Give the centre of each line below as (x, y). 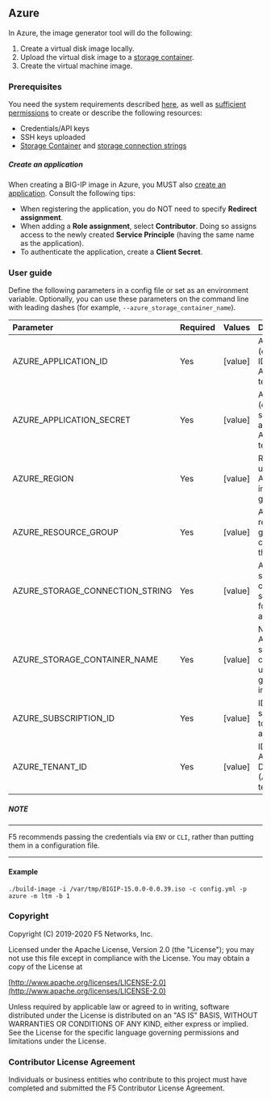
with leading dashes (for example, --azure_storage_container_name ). (122, 307)
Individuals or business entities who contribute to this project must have (128, 1080)
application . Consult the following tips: (72, 193)
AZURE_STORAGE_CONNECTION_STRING (92, 591)
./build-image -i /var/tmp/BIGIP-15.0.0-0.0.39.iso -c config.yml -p (128, 889)
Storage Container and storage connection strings (103, 146)
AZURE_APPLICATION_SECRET (72, 420)
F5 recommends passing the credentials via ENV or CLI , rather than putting (131, 837)
